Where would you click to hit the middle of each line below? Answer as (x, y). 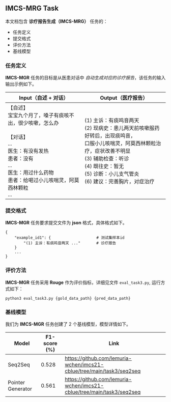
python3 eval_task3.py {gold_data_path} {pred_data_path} (68, 298)
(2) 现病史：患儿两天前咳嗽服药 (122, 128)
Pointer (17, 382)
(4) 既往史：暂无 (104, 166)
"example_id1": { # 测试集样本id (69, 238)
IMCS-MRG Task (32, 8)
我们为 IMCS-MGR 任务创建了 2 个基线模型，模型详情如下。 (68, 324)
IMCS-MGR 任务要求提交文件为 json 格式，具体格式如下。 (66, 223)
